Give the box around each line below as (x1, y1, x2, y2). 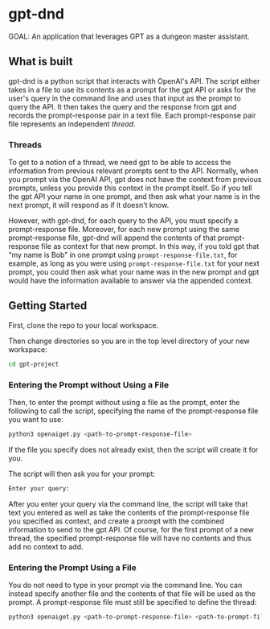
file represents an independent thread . (8, 118, 136, 129)
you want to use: (8, 415, 63, 424)
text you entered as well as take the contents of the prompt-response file (8, 507, 250, 517)
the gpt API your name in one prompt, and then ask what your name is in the (8, 192, 260, 201)
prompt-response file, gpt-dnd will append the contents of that (8, 233, 216, 242)
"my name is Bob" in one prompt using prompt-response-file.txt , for (8, 250, 238, 260)
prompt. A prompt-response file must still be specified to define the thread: (8, 598, 257, 607)
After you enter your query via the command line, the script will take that (8, 499, 248, 508)
